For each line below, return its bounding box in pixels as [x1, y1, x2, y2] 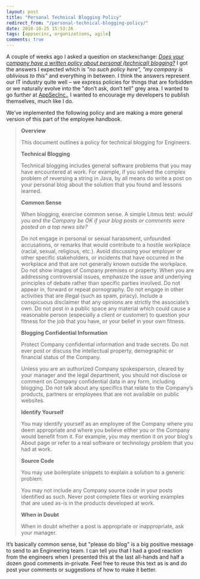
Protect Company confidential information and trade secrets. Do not [20, 341, 189, 348]
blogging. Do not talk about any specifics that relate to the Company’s [20, 384, 193, 391]
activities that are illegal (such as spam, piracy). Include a [20, 292, 163, 299]
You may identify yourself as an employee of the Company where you [20, 420, 193, 427]
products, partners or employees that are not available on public [20, 390, 180, 398]
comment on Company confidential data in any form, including [20, 378, 175, 385]
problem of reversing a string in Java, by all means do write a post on [20, 175, 192, 181]
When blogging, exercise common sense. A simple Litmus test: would [20, 211, 193, 217]
